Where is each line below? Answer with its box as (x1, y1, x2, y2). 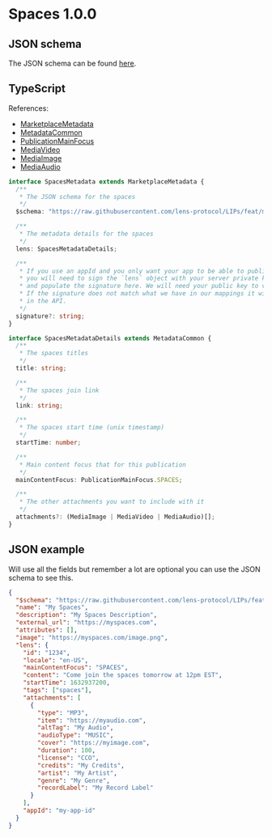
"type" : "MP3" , (37, 708, 89, 717)
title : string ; (15, 365, 67, 373)
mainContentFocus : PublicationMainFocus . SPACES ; (15, 476, 183, 484)
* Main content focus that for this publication (19, 460, 186, 469)
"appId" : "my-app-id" (23, 806, 96, 814)
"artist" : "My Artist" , (37, 769, 117, 777)
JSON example (8, 543, 85, 556)
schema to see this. (8, 573, 74, 582)
